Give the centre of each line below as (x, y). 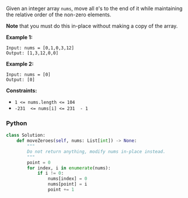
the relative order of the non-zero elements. (59, 15)
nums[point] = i (67, 184)
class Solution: (26, 136)
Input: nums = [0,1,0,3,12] (40, 48)
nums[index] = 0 (67, 179)
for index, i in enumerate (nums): (69, 168)
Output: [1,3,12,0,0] (32, 53)
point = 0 (39, 162)
